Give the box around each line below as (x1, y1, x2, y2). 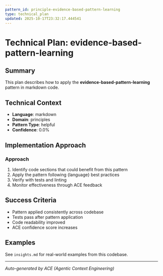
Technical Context (5, 98, 62, 107)
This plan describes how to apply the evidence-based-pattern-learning (5, 80, 150, 85)
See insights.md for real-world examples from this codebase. (5, 251, 129, 257)
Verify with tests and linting (12, 177, 67, 182)
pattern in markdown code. (5, 84, 59, 90)
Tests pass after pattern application (12, 214, 83, 220)
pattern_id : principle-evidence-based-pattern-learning (5, 7, 120, 12)
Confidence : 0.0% (12, 127, 50, 133)
